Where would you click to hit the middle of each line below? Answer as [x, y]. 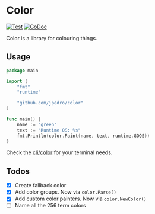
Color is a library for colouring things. [52, 38]
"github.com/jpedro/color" [50, 103]
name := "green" [37, 124]
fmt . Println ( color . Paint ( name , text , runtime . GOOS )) [83, 136]
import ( [17, 81]
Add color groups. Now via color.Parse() [66, 192]
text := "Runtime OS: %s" [49, 130]
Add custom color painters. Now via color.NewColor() [80, 199]
